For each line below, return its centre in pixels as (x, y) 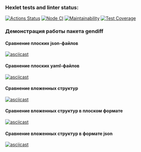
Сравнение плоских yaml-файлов (42, 66)
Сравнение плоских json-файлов (42, 43)
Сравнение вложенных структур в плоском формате (64, 111)
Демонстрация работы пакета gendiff (54, 31)
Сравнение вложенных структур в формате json (59, 133)
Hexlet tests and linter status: (42, 7)
